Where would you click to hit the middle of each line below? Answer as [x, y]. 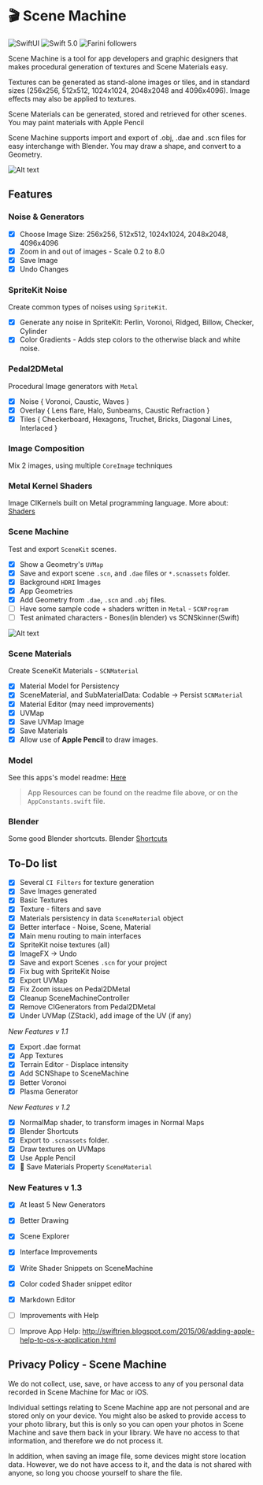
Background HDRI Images [60, 582]
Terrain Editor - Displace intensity [74, 1065]
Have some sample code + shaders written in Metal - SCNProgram [124, 609]
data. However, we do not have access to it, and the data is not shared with [130, 1464]
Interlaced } [38, 428]
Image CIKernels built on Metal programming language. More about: [119, 503]
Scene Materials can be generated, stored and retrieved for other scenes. [128, 114]
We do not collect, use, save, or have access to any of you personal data [126, 1383]
